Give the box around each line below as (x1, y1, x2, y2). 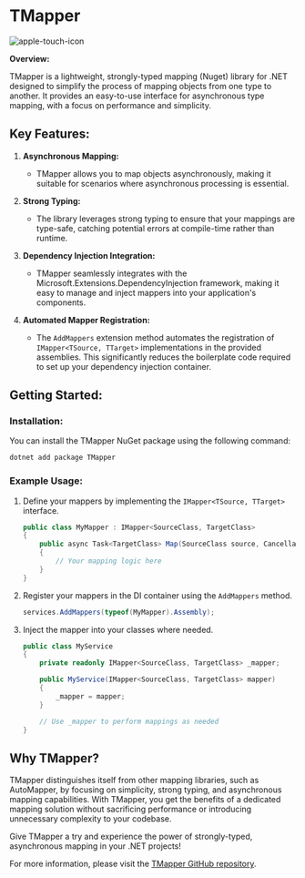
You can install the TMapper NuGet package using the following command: (9, 435, 291, 446)
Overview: (9, 53, 50, 64)
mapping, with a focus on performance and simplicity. (9, 99, 212, 110)
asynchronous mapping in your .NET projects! (9, 841, 182, 852)
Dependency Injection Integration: (22, 250, 156, 260)
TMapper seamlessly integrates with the (36, 268, 188, 279)
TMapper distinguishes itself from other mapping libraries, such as (9, 775, 259, 786)
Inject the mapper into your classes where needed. (22, 624, 214, 635)
